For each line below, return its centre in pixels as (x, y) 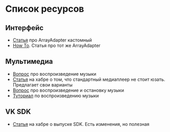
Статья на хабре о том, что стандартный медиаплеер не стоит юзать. (89, 79)
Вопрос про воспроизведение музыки (54, 74)
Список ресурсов (45, 9)
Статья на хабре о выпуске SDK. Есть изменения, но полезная (81, 124)
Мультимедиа (29, 62)
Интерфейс (25, 28)
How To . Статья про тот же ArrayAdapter (56, 46)
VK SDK (18, 112)
